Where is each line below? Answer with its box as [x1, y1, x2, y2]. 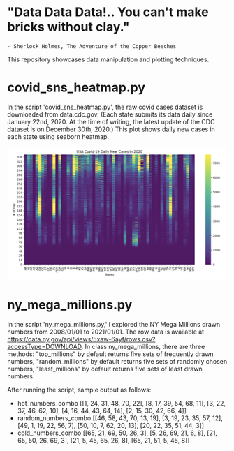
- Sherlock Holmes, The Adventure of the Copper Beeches [7, 43, 177, 50]
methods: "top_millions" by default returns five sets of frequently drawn [7, 350, 214, 358]
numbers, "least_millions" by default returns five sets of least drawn [7, 364, 203, 373]
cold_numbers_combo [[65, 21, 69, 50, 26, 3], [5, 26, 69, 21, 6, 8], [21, [17, 429, 218, 437]
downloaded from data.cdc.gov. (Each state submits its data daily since [7, 110, 213, 119]
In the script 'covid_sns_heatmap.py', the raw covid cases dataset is [7, 103, 203, 111]
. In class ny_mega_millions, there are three [81, 342, 205, 350]
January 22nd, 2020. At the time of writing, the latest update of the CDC [7, 117, 215, 126]
